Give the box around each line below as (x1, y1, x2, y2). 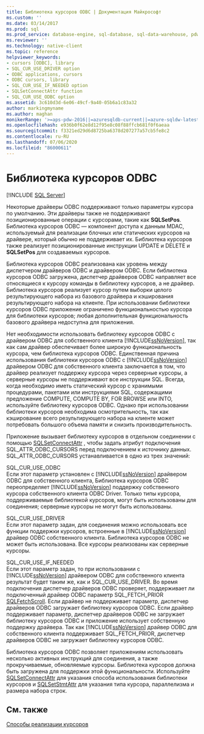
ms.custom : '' (6, 15, 42, 21)
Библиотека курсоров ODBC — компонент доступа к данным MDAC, (6, 222, 185, 230)
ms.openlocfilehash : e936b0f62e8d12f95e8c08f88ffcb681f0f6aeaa (6, 122, 170, 129)
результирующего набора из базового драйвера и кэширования (6, 292, 174, 300)
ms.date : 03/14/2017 (6, 20, 59, 26)
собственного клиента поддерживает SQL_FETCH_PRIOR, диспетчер (6, 630, 185, 637)
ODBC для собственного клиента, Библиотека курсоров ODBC (6, 476, 169, 484)
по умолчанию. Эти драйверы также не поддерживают (6, 210, 151, 217)
